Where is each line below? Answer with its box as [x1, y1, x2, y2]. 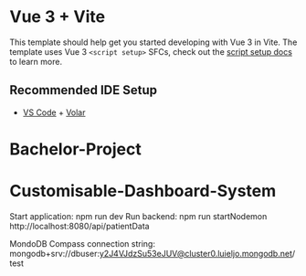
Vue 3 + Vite [9, 6, 106, 27]
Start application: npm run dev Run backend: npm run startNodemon [9, 210, 268, 221]
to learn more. [9, 56, 62, 67]
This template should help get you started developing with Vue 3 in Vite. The [9, 37, 298, 48]
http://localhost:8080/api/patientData [9, 220, 150, 231]
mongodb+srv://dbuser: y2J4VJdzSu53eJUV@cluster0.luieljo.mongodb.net [9, 248, 292, 259]
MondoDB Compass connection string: [9, 238, 155, 249]
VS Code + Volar [22, 107, 86, 118]
